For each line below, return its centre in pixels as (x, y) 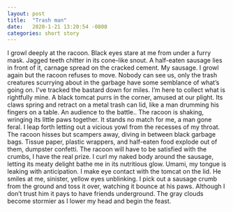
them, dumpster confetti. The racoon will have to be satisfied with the (107, 149)
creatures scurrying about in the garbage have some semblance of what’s (113, 83)
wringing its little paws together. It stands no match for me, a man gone (110, 120)
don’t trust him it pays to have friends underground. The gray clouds (105, 194)
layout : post (26, 14)
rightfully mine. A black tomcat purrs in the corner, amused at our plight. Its (115, 98)
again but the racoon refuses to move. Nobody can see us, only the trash (112, 75)
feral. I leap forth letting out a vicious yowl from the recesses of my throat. (114, 127)
